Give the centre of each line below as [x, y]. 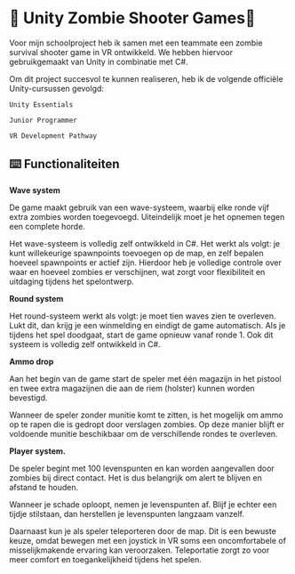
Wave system [35, 190]
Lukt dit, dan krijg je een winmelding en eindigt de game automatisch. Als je [147, 325]
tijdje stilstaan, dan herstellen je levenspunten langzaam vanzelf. [127, 513]
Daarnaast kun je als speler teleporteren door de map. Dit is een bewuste [143, 531]
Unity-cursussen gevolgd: [57, 88]
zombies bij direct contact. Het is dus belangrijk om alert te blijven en [136, 477]
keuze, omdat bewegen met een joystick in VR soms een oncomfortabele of [148, 540]
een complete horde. [48, 226]
